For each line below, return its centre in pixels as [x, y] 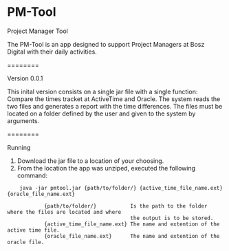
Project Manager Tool [38, 31]
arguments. [23, 120]
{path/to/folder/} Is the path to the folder [126, 206]
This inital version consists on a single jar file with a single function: [102, 91]
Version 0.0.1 [25, 78]
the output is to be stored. [172, 218]
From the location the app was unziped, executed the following [106, 168]
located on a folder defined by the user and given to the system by [101, 113]
